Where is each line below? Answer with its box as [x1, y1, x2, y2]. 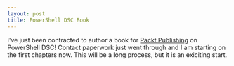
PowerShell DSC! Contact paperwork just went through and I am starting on [7, 43, 226, 51]
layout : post [7, 10, 46, 17]
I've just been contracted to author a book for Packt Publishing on [7, 35, 198, 44]
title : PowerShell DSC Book [7, 17, 90, 24]
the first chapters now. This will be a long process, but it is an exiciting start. [7, 50, 228, 59]
